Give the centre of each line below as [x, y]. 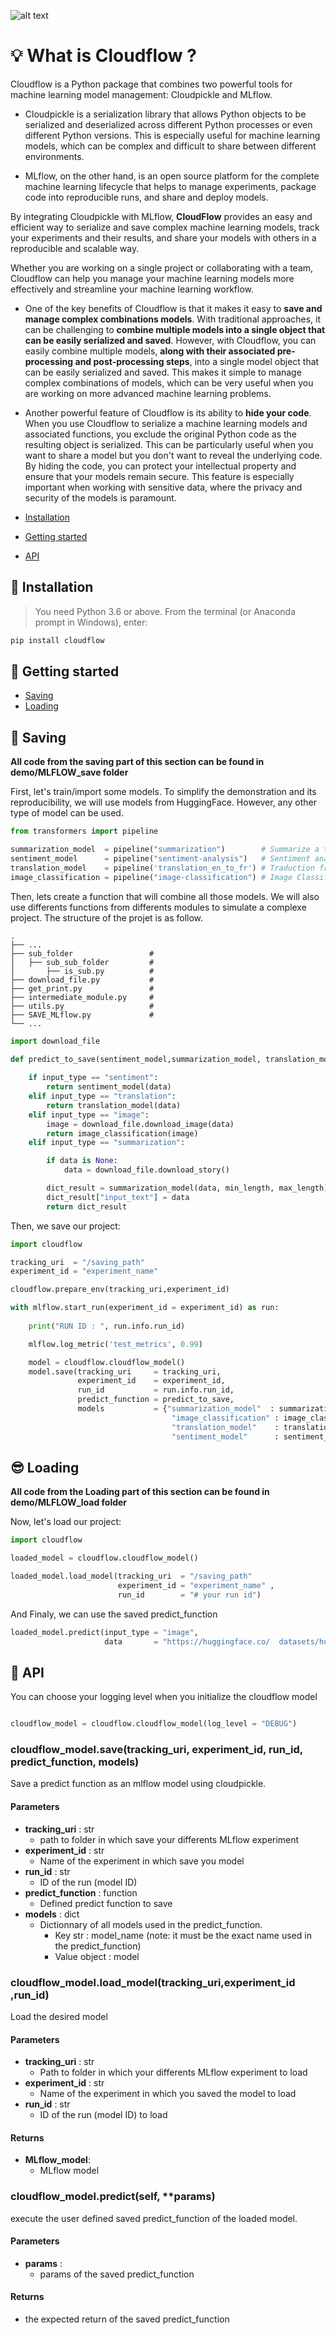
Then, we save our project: [65, 1226]
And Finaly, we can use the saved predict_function [114, 1614]
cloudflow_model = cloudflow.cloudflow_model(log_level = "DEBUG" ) [154, 1724]
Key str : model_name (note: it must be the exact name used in [183, 1935]
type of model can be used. [67, 813]
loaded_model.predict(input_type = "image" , [104, 1632]
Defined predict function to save [106, 1903]
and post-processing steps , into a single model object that [197, 361]
